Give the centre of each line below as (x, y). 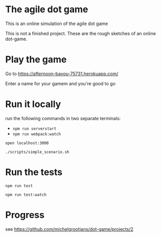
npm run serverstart (34, 129)
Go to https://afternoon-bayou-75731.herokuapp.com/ (62, 74)
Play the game (36, 60)
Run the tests (34, 172)
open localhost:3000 (27, 143)
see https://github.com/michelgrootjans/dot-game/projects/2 (69, 229)
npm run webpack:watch (37, 134)
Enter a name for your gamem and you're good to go (60, 83)
